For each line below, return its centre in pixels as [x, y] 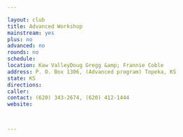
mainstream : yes [31, 33]
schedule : [22, 59]
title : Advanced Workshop [45, 26]
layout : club [26, 20]
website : [20, 104]
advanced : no [26, 46]
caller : [19, 92]
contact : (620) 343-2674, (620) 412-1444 [68, 98]
